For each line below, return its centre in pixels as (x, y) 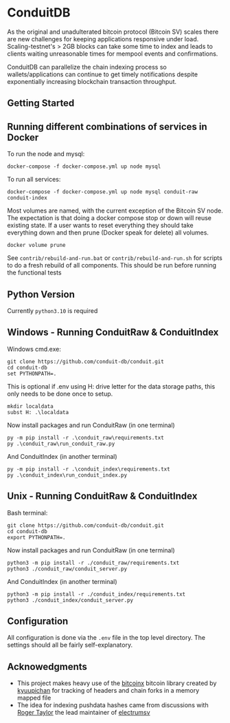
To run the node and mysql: (46, 154)
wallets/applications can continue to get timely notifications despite (102, 74)
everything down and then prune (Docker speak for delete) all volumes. (108, 233)
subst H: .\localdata (38, 412)
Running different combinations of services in (107, 126)
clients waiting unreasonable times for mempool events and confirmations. (113, 54)
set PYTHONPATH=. (32, 374)
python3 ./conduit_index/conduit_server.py (70, 600)
